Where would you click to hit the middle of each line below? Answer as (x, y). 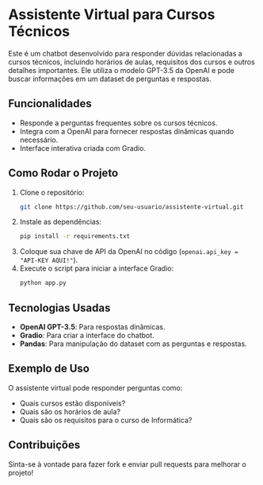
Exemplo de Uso (49, 369)
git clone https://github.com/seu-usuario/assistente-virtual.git (131, 207)
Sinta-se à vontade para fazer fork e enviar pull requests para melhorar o (128, 464)
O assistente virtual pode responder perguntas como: (95, 387)
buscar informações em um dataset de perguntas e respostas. (110, 79)
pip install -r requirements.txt (75, 237)
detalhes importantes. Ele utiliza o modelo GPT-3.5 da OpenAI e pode (122, 70)
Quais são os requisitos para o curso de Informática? (106, 420)
